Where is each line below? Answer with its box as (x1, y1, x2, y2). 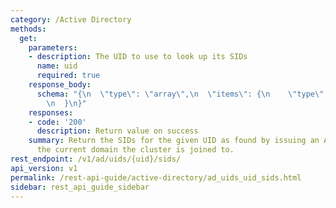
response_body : (28, 80, 92, 90)
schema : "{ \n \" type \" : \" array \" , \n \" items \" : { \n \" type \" (36, 89, 325, 99)
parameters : (28, 42, 78, 53)
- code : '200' (28, 117, 87, 127)
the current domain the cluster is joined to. (36, 145, 235, 155)
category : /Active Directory (10, 14, 132, 25)
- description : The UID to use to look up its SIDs (28, 52, 248, 62)
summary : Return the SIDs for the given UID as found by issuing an (28, 136, 320, 146)
